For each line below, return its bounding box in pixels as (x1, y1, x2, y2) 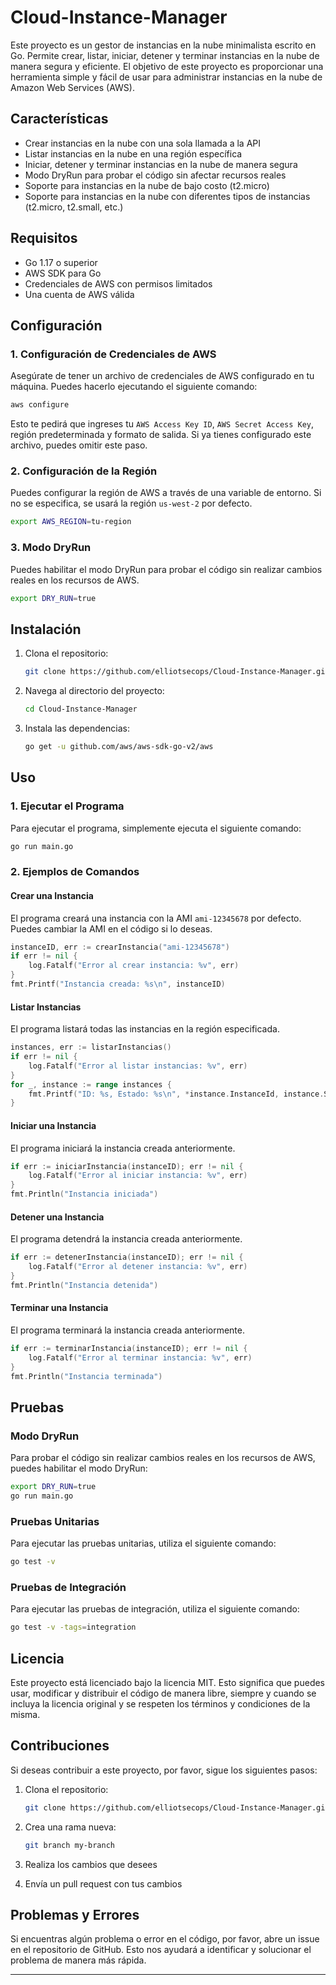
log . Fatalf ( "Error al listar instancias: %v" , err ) (28, 1061, 248, 1071)
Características (10, 111, 109, 128)
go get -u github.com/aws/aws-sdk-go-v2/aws (24, 742, 214, 752)
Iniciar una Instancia (10, 1119, 97, 1131)
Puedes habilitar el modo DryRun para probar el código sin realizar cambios (10, 563, 323, 575)
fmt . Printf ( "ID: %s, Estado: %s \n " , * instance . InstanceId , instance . (28, 1089, 325, 1099)
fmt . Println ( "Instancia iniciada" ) (10, 1189, 159, 1200)
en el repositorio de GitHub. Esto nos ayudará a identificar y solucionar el (10, 1944, 312, 1956)
